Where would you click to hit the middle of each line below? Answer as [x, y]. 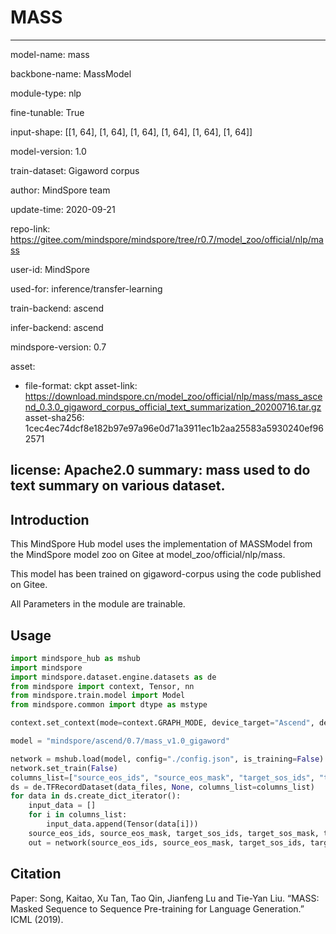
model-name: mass [50, 54]
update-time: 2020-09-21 [63, 209]
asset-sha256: [54, 417]
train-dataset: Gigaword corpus [75, 170]
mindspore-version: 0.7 [58, 347]
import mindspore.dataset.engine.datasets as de [113, 677]
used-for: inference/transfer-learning [86, 288]
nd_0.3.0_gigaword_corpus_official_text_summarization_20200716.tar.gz [173, 407]
